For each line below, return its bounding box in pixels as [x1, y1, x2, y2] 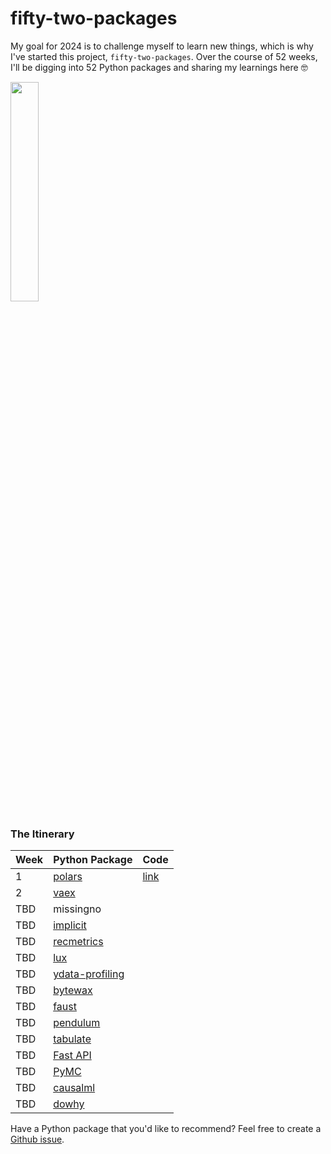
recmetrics [53, 935, 104, 949]
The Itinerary [10, 827, 75, 841]
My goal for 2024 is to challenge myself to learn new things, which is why [10, 40, 314, 52]
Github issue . [10, 1133, 65, 1146]
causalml [53, 1081, 96, 1095]
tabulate [53, 1032, 92, 1046]
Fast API [53, 1048, 92, 1062]
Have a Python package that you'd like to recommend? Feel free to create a [10, 1123, 322, 1135]
